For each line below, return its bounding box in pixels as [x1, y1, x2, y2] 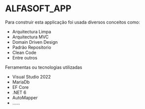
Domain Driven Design [12, 39, 58, 45]
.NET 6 [12, 89, 27, 95]
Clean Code [12, 50, 37, 55]
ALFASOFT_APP [5, 3, 72, 14]
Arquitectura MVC [12, 34, 49, 40]
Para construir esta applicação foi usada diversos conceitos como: [5, 19, 140, 25]
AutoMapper [12, 94, 38, 101]
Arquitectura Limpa [12, 28, 52, 34]
